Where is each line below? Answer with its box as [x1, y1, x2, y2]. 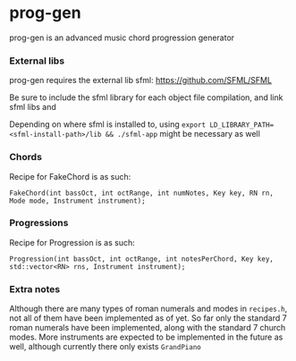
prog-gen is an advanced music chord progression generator [9, 32, 235, 43]
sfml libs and [9, 102, 56, 113]
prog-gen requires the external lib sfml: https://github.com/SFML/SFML [9, 75, 273, 86]
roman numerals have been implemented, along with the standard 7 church [9, 323, 286, 333]
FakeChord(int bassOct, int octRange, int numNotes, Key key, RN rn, [9, 189, 275, 197]
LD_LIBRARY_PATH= [209, 121, 275, 130]
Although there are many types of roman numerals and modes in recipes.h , [9, 303, 288, 315]
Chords [9, 151, 43, 164]
